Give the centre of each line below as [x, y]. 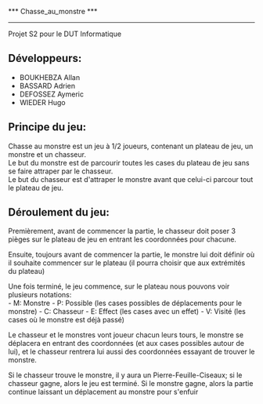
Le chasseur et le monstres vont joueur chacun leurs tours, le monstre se [126, 335]
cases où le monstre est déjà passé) [67, 320]
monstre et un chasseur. [47, 154]
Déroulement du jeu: [59, 212]
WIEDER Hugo [42, 102]
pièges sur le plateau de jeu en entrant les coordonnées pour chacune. [122, 239]
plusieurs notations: [40, 295]
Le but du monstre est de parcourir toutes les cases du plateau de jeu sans [129, 162]
